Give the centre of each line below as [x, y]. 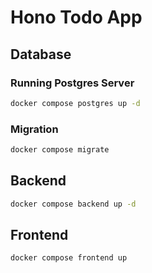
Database [41, 54]
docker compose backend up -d [73, 204]
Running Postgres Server [72, 83]
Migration [34, 129]
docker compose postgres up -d [75, 103]
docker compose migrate [60, 150]
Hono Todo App [76, 17]
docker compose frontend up [69, 258]
